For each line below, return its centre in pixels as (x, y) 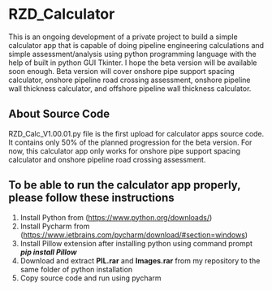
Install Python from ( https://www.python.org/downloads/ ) (116, 217)
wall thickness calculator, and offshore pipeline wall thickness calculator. (130, 88)
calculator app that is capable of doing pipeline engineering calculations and (136, 45)
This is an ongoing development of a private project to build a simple (123, 37)
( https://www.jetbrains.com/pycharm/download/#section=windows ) (134, 235)
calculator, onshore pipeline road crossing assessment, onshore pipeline (130, 80)
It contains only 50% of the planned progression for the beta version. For (130, 142)
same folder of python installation (76, 269)
